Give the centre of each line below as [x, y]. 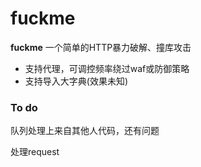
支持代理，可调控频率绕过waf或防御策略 [107, 68]
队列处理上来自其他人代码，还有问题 [85, 131]
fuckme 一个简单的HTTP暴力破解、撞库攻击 [101, 47]
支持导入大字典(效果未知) [76, 81]
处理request [35, 152]
